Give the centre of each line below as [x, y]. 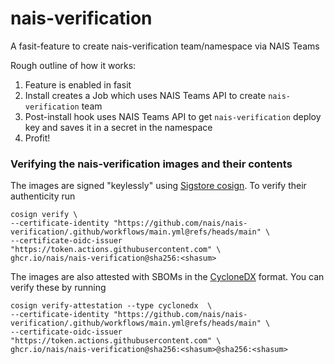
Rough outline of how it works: [73, 65]
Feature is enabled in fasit [78, 84]
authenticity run [43, 196]
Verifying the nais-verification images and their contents [151, 164]
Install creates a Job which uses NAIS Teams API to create [145, 95]
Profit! [37, 138]
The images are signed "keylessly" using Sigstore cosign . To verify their [158, 186]
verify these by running [58, 288]
